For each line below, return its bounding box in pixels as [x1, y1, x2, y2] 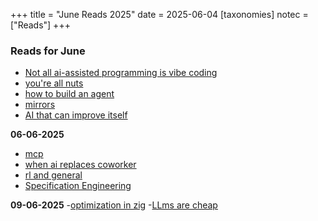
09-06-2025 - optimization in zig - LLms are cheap [10, 199, 218, 211]
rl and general [24, 169, 83, 181]
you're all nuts [24, 77, 84, 89]
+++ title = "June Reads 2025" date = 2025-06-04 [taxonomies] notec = [10, 9, 309, 20]
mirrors [24, 99, 56, 111]
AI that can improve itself [24, 109, 128, 121]
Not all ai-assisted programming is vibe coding [24, 67, 218, 79]
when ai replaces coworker [24, 159, 137, 171]
